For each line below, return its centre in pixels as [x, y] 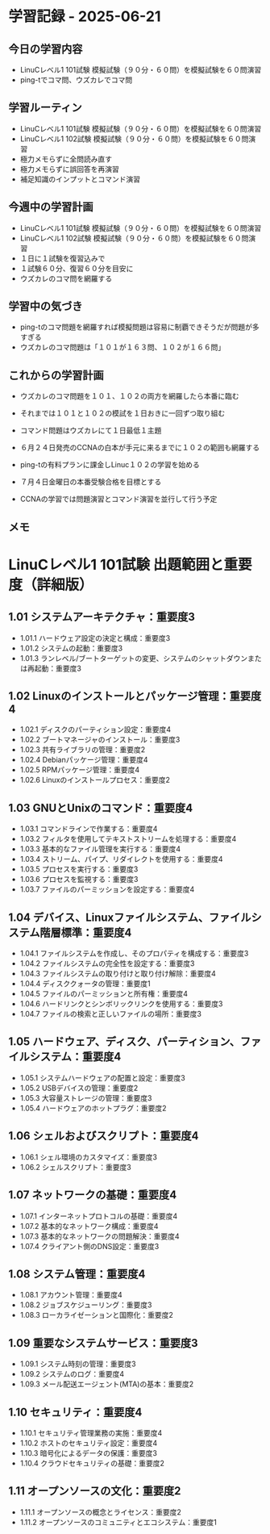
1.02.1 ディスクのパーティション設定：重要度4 [96, 729]
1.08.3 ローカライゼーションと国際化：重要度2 [96, 1315]
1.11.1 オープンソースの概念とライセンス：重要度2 [100, 1512]
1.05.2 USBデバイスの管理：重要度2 [79, 1088]
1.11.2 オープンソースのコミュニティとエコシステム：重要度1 [118, 1522]
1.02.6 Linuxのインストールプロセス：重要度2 [95, 780]
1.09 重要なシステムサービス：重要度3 [104, 1343]
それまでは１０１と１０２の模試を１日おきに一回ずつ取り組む [123, 413]
